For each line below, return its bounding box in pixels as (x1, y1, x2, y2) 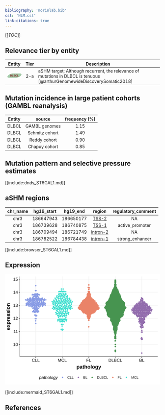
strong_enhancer (117, 236, 152, 242)
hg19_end (63, 208, 85, 214)
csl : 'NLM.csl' (5, 13, 36, 18)
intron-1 (91, 236, 109, 242)
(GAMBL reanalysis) (5, 101, 68, 110)
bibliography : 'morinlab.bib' (5, 8, 67, 13)
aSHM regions (5, 194, 50, 202)
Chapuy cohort (27, 144, 58, 149)
